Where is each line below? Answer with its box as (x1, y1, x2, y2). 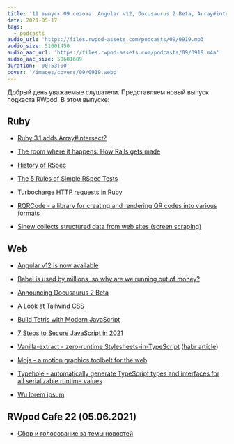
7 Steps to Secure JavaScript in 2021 (17, 329, 123, 337)
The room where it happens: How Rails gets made (17, 147, 161, 156)
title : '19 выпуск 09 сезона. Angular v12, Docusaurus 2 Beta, (7, 10, 195, 17)
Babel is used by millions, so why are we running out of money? (17, 275, 201, 283)
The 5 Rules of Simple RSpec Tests (17, 175, 118, 183)
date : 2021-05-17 (7, 17, 58, 24)
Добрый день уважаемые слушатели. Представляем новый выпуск (7, 88, 209, 96)
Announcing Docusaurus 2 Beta (17, 288, 109, 297)
